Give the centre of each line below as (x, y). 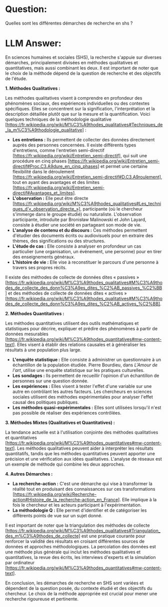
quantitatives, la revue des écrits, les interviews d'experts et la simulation (80, 557)
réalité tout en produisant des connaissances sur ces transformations (84, 489)
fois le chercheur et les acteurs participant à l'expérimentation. (77, 505)
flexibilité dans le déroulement (43, 171)
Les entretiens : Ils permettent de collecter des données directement (83, 139)
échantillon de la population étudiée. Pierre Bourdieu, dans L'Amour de (85, 365)
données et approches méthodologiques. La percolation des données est (80, 546)
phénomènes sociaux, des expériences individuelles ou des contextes (77, 103)
